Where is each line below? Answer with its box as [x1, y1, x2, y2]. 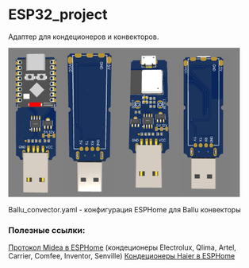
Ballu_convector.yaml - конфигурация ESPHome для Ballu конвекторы [8, 204, 241, 214]
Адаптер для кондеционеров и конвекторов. [8, 32, 159, 41]
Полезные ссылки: [8, 224, 86, 235]
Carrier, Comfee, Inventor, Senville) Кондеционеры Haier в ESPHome [8, 251, 236, 261]
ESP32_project [8, 6, 109, 24]
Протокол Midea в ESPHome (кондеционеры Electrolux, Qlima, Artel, [8, 243, 236, 252]
